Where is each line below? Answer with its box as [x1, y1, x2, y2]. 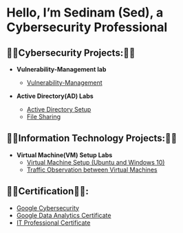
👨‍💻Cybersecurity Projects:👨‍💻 [6, 47, 136, 59]
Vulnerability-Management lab [16, 65, 107, 73]
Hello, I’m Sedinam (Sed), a [6, 5, 164, 21]
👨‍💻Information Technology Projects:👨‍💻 [6, 132, 177, 144]
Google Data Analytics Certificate [16, 211, 111, 219]
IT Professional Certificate [16, 219, 91, 227]
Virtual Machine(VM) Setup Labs [16, 150, 113, 159]
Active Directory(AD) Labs [16, 92, 94, 100]
